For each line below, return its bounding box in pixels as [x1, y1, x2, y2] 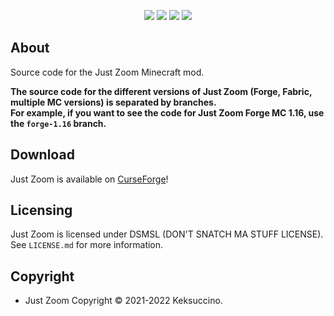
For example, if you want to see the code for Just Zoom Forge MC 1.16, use [10, 106, 325, 119]
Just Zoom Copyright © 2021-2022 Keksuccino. [24, 295, 223, 307]
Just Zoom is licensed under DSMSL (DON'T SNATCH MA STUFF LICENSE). [10, 228, 324, 240]
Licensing [10, 202, 73, 219]
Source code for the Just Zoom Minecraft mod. [10, 66, 205, 78]
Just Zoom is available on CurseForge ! [10, 173, 169, 185]
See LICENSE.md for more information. [10, 239, 164, 251]
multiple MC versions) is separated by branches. [10, 96, 217, 108]
